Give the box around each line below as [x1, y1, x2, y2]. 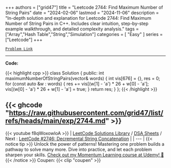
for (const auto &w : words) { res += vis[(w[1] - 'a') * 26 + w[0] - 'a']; [5, 81, 149, 87]
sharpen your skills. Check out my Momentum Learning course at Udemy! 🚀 [5, 152, 164, 158]
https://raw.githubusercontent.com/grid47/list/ [9, 109, 164, 117]
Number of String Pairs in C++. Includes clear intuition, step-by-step [5, 20, 149, 26]
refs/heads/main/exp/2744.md [5, 117, 106, 125]
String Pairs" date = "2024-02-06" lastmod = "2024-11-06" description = [5, 10, 159, 16]
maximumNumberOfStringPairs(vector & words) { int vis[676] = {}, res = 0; [5, 76, 160, 81]
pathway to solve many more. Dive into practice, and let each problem [5, 146, 152, 152]
